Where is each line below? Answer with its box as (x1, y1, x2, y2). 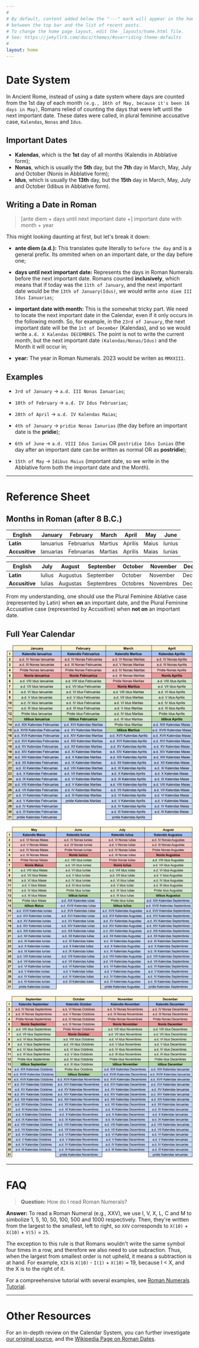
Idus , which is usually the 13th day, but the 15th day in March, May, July (14, 176, 191, 183)
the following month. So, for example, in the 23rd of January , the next (14, 318, 185, 325)
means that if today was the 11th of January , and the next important (14, 282, 182, 289)
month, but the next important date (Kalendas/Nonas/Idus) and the (14, 337, 177, 344)
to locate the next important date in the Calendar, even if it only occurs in (14, 312, 193, 319)
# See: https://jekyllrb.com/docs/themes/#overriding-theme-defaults (6, 34, 182, 41)
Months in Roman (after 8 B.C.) (6, 513, 123, 524)
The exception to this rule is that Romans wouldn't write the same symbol (6, 1240, 185, 1247)
